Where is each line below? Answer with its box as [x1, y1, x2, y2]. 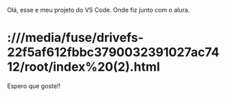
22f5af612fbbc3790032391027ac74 [7, 45, 220, 61]
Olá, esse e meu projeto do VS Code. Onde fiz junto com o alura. [7, 6, 190, 14]
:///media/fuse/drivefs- [7, 30, 144, 45]
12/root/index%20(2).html [7, 59, 160, 75]
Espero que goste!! [7, 82, 60, 90]
